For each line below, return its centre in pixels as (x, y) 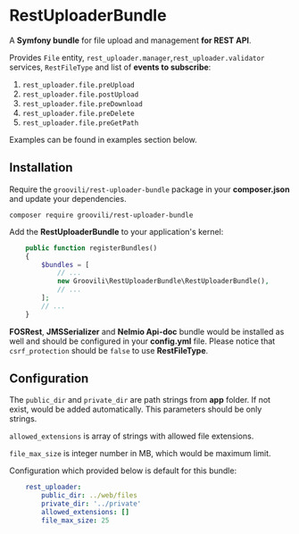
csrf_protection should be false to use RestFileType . (109, 350)
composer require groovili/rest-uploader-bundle (101, 215)
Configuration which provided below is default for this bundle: (123, 471)
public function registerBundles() (91, 248)
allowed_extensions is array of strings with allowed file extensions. (132, 436)
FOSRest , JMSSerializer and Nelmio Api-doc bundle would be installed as (147, 331)
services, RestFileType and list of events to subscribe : (110, 67)
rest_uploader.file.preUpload (79, 85)
